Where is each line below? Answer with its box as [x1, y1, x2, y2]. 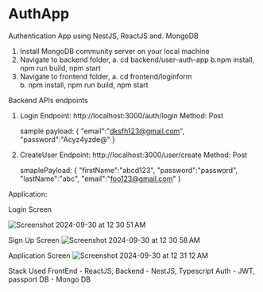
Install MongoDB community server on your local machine [19, 46, 210, 56]
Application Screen [8, 251, 71, 260]
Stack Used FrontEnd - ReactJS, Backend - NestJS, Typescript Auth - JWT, [8, 266, 256, 275]
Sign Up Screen [8, 235, 60, 244]
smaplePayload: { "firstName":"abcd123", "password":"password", [19, 165, 238, 175]
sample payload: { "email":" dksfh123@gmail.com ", [19, 126, 185, 136]
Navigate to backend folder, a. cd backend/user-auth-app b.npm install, [19, 55, 255, 64]
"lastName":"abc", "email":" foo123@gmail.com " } [19, 174, 181, 183]
